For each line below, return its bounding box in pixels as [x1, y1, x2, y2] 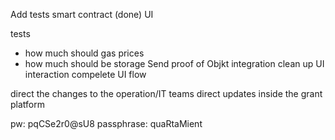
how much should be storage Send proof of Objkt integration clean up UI [24, 58, 325, 69]
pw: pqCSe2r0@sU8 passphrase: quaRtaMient [10, 118, 203, 129]
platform [10, 99, 45, 110]
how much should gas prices [24, 47, 145, 59]
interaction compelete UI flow [24, 69, 147, 80]
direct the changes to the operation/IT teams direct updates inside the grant [10, 88, 323, 99]
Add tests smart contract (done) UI [10, 9, 154, 20]
